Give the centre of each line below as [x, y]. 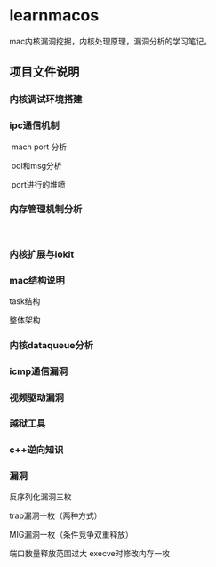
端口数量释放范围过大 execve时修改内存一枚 [90, 553]
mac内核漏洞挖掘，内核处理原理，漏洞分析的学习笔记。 [111, 41]
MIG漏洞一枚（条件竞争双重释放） [71, 534]
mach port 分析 [39, 147]
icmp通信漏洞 [39, 371]
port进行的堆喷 [38, 184]
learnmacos [54, 16]
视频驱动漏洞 [37, 397]
